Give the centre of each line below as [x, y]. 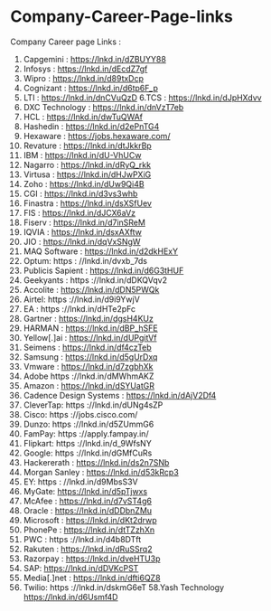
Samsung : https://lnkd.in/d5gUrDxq [90, 357]
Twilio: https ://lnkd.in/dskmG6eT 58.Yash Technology [124, 587]
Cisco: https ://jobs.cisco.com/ [80, 414]
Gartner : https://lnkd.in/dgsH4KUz [89, 318]
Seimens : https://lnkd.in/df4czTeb [87, 347]
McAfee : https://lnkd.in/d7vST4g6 [88, 501]
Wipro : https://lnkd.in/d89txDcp [83, 78]
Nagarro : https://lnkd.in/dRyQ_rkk [87, 164]
